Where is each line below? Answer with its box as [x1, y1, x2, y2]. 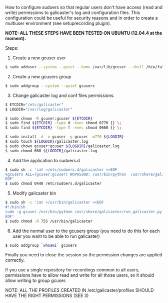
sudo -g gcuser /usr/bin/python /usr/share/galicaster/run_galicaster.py [5, 209, 162, 214]
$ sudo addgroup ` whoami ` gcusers [5, 243, 77, 248]
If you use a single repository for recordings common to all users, [5, 267, 140, 273]
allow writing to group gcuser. [5, 277, 66, 283]
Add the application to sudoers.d [12, 157, 80, 163]
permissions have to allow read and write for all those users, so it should [5, 272, 154, 278]
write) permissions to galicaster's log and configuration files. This [5, 10, 140, 16]
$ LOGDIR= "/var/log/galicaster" [5, 107, 72, 112]
